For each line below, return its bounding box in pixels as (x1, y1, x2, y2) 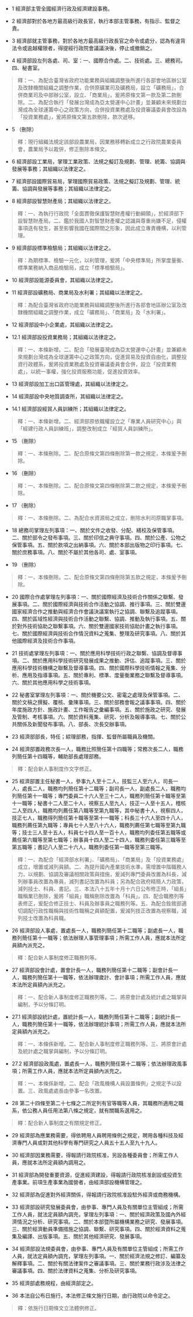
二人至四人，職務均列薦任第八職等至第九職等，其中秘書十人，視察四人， (11, 807, 186, 814)
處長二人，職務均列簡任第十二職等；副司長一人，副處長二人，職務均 (22, 785, 186, 792)
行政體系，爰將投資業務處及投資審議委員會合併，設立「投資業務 (22, 361, 177, 368)
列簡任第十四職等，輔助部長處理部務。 (11, 753, 104, 760)
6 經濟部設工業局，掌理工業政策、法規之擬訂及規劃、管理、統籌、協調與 (11, 158, 186, 165)
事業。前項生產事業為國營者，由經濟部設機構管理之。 (16, 1179, 145, 1185)
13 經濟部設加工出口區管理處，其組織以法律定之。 (11, 380, 132, 387)
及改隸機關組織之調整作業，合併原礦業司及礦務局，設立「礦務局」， (17, 84, 180, 91)
